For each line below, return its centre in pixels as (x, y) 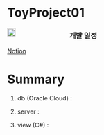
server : (28, 111)
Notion (17, 51)
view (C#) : (33, 125)
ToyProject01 (46, 13)
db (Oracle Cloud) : (45, 98)
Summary (36, 79)
